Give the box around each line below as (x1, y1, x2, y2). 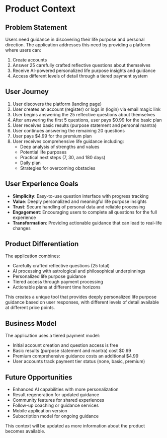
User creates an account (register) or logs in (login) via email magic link (12, 106, 161, 112)
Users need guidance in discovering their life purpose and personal (5, 36, 145, 42)
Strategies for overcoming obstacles (20, 165, 96, 171)
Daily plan (20, 160, 41, 166)
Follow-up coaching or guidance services (12, 402, 99, 408)
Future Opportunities (5, 373, 72, 382)
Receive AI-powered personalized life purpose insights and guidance (12, 67, 156, 74)
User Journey (5, 88, 49, 96)
